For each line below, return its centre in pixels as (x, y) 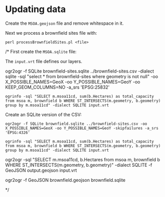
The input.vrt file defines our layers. (44, 61)
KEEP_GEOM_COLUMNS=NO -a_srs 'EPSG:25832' (57, 87)
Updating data (36, 9)
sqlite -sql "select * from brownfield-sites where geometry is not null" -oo (82, 76)
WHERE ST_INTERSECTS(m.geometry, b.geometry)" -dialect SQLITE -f (79, 165)
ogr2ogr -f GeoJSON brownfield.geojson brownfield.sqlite (65, 180)
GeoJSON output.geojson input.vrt (41, 170)
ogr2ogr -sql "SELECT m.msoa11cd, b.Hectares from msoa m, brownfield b (82, 159)
